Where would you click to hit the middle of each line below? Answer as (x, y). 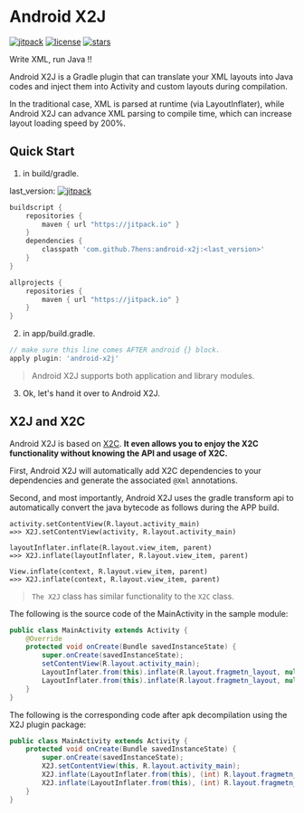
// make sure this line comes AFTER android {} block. (115, 350)
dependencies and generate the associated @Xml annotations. (123, 480)
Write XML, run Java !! (51, 59)
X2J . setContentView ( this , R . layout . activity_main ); (142, 766)
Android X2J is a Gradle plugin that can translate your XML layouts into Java (152, 76)
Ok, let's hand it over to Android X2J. (91, 393)
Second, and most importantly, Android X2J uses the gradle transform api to (152, 497)
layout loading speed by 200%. (68, 123)
